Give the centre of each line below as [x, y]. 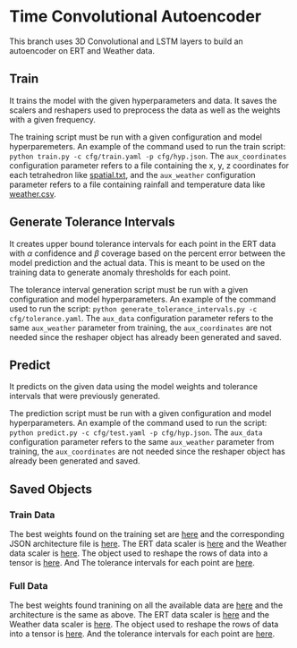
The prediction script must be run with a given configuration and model [140, 414]
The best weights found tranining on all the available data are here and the [146, 605]
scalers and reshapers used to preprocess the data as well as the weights [145, 110]
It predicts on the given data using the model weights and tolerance [133, 387]
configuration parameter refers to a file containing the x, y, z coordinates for [149, 165]
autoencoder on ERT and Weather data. [82, 50]
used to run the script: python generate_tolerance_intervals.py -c [133, 308]
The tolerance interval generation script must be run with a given [129, 289]
